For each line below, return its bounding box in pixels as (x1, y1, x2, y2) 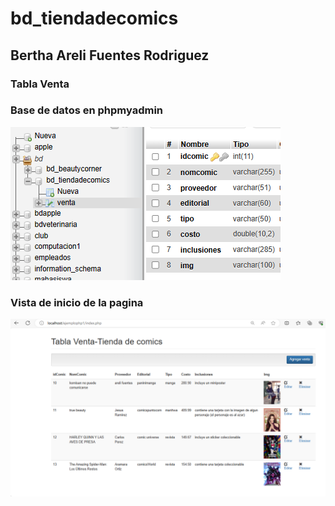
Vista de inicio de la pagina (10, 295, 144, 309)
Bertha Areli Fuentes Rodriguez (10, 47, 210, 64)
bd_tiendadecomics (10, 7, 179, 30)
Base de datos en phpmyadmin (10, 103, 164, 117)
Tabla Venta (10, 77, 70, 91)
